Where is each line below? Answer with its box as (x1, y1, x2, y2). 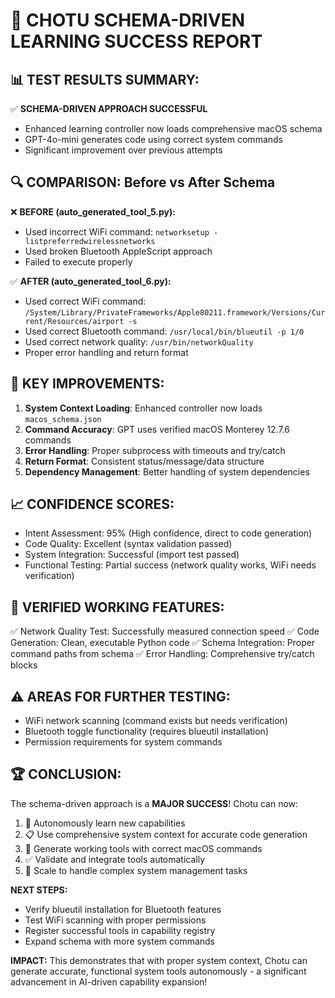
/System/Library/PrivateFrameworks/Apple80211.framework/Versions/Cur (24, 307, 326, 318)
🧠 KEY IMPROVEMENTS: (10, 375, 165, 393)
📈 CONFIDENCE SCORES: (10, 496, 175, 513)
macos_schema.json (24, 414, 102, 424)
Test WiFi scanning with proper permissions (24, 914, 207, 926)
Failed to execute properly (24, 255, 133, 268)
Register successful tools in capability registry (24, 924, 216, 936)
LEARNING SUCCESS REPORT (10, 30, 263, 53)
